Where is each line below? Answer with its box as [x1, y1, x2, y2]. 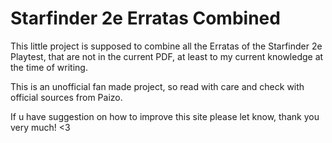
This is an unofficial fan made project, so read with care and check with [10, 80, 305, 92]
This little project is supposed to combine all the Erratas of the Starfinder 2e [10, 40, 323, 52]
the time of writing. [10, 61, 88, 73]
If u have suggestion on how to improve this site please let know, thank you [10, 110, 320, 122]
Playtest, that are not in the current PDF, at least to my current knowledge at [10, 50, 324, 62]
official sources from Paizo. [10, 91, 123, 103]
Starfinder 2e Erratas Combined [10, 7, 281, 30]
